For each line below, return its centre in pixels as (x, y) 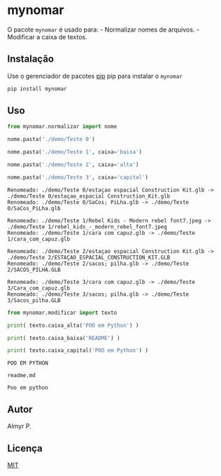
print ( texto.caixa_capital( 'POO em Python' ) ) (78, 351)
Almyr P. (19, 426)
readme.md (22, 376)
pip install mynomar (37, 89)
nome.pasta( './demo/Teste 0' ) (51, 140)
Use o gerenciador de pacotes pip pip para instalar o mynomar (95, 76)
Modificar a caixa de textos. (47, 36)
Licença (25, 448)
